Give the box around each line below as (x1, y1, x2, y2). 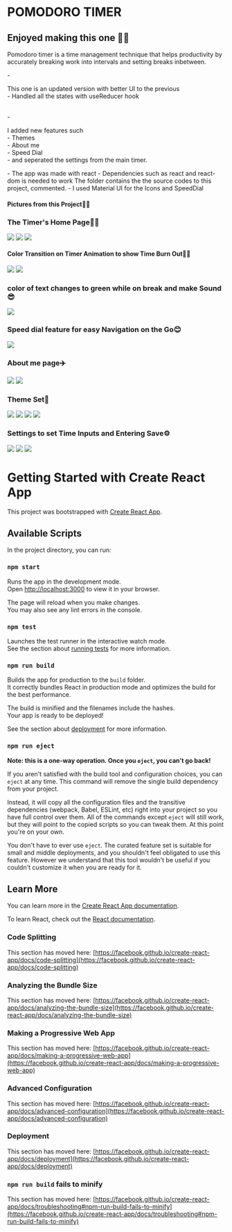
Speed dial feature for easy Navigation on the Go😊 (7, 325, 181, 334)
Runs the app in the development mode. (7, 577, 121, 586)
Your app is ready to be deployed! (7, 712, 104, 720)
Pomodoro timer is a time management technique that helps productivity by (7, 50, 223, 58)
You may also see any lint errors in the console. (7, 605, 142, 614)
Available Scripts (7, 527, 82, 539)
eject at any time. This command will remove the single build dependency (7, 777, 219, 785)
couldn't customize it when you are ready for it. (7, 863, 142, 871)
